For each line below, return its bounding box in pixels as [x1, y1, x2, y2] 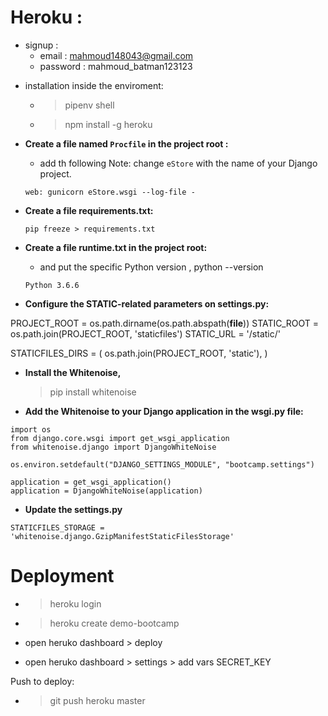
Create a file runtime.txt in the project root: [24, 241, 208, 253]
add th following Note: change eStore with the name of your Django [39, 157, 318, 169]
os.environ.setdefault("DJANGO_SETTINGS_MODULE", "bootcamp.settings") [10, 459, 315, 470]
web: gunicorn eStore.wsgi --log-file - [24, 187, 196, 197]
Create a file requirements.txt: [24, 204, 154, 216]
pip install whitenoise [49, 386, 137, 398]
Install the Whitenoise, [24, 366, 122, 378]
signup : [24, 39, 59, 51]
